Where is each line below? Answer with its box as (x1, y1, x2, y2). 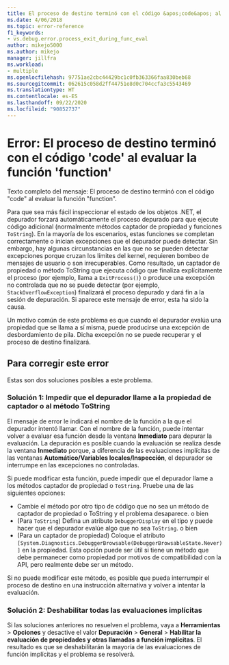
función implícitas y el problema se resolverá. (7, 650, 135, 659)
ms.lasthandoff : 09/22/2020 (7, 100, 87, 106)
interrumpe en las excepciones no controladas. (7, 460, 140, 469)
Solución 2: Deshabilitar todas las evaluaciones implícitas (7, 605, 203, 615)
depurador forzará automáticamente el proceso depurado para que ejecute (7, 215, 219, 223)
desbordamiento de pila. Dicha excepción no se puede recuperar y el (7, 330, 202, 338)
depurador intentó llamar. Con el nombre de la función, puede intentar (7, 424, 204, 432)
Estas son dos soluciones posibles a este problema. (7, 375, 153, 384)
